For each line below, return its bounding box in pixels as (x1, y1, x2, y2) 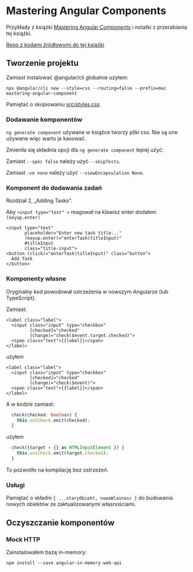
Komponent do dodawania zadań (6, 183, 102, 192)
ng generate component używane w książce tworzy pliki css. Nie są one (6, 129, 178, 136)
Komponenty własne (6, 275, 66, 283)
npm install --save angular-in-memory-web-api (6, 560, 122, 566)
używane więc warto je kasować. (6, 135, 87, 142)
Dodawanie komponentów (6, 115, 83, 123)
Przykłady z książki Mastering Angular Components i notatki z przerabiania (6, 24, 188, 31)
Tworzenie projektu (6, 58, 79, 68)
